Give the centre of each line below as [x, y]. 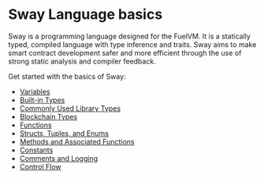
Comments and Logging [59, 158]
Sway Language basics [86, 15]
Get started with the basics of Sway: [67, 76]
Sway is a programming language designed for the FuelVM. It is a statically [129, 36]
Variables [35, 91]
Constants [36, 150]
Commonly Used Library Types [70, 108]
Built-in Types [42, 100]
